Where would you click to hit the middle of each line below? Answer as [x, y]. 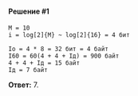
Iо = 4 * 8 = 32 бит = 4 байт [59, 49]
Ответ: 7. [24, 85]
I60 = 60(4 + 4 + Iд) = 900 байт [64, 56]
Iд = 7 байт [28, 70]
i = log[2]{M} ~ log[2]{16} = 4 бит [69, 35]
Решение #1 [29, 11]
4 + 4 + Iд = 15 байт [44, 63]
